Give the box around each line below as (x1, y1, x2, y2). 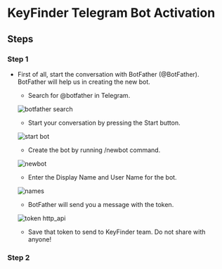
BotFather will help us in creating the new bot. (17, 77, 151, 86)
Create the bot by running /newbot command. (27, 146, 161, 154)
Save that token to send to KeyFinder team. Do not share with (27, 227, 206, 236)
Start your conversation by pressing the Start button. (27, 118, 181, 127)
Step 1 (7, 54, 29, 64)
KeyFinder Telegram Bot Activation (7, 5, 216, 21)
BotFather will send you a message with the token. (27, 200, 174, 208)
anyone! (27, 234, 51, 244)
